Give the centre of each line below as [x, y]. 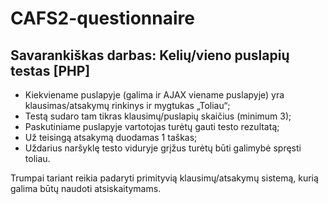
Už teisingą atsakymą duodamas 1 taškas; [111, 137]
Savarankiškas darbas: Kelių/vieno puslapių [150, 55]
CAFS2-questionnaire [102, 18]
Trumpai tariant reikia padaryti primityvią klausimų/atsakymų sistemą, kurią [164, 178]
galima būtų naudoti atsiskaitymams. [86, 188]
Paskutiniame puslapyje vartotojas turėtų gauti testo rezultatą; [152, 126]
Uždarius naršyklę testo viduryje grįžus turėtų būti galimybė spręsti [163, 148]
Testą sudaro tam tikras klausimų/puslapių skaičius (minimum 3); [158, 116]
